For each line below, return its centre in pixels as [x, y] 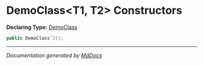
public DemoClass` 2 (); [35, 38]
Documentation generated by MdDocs [54, 55]
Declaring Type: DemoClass [42, 27]
